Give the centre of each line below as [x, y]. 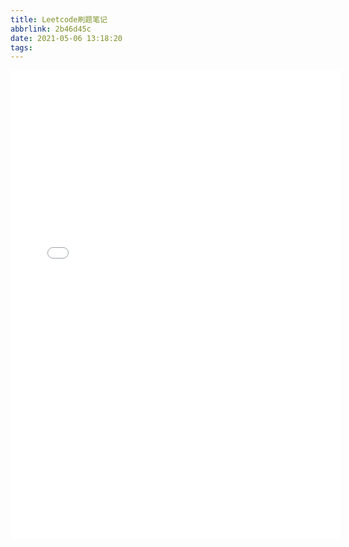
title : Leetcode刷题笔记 [59, 19]
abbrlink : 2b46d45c [51, 29]
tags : [21, 47]
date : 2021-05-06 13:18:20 [66, 38]
